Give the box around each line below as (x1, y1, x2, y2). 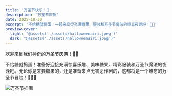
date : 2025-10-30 (5, 17, 42, 22)
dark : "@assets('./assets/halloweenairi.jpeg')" (10, 36, 116, 41)
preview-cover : (5, 27, 38, 32)
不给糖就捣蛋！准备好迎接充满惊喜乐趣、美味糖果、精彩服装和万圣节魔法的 (5, 61, 162, 67)
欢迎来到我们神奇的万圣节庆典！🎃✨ (5, 51, 79, 57)
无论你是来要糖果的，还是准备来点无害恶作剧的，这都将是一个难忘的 (18, 67, 162, 74)
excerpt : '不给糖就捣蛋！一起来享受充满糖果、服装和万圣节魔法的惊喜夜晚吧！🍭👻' (5, 21, 157, 27)
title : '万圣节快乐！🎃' (5, 7, 51, 13)
